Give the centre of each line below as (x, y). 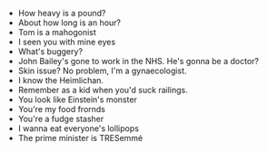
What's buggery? (50, 52)
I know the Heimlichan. (61, 80)
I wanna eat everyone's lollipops (78, 128)
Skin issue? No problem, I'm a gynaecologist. (102, 71)
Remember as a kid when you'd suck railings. (103, 90)
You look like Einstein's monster (78, 100)
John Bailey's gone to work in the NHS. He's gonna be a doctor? (138, 61)
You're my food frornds (62, 109)
